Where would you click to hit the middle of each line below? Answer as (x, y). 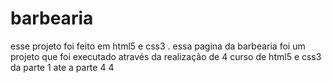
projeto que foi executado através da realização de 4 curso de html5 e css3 (166, 56)
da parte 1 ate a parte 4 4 (62, 67)
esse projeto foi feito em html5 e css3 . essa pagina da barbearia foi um (158, 46)
